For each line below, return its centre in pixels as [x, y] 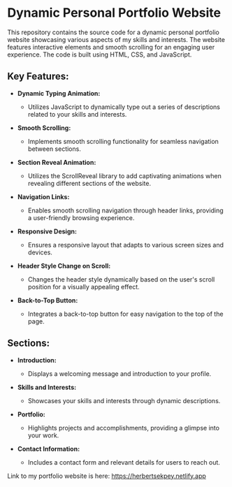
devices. [40, 252]
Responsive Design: [47, 231]
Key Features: [38, 77]
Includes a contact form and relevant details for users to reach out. [124, 462]
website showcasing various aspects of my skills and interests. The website [116, 39]
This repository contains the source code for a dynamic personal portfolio [114, 32]
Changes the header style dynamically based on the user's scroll [121, 279]
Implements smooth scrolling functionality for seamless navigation [123, 141]
